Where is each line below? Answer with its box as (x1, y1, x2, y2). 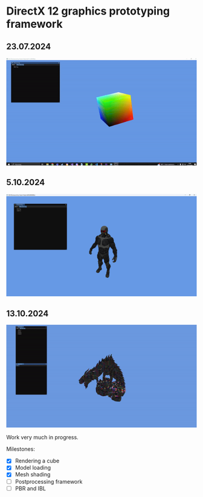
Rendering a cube (14, 457, 60, 465)
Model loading (14, 464, 51, 472)
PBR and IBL (14, 484, 47, 492)
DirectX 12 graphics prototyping (6, 4, 170, 18)
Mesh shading (14, 471, 51, 478)
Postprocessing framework (14, 478, 83, 485)
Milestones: (6, 445, 35, 453)
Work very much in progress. (6, 434, 79, 441)
